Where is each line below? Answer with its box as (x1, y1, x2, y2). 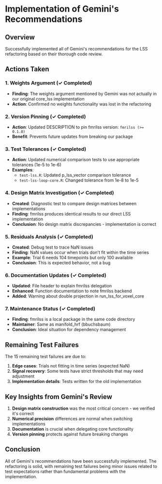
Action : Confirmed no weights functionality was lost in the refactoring (12, 101, 151, 107)
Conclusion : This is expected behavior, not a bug (12, 260, 111, 266)
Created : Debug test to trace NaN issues (12, 244, 93, 250)
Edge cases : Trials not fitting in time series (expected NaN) (12, 363, 130, 369)
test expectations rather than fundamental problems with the (5, 468, 126, 474)
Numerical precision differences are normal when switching (12, 416, 133, 422)
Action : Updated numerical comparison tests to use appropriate (12, 157, 140, 163)
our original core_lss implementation (12, 96, 85, 101)
